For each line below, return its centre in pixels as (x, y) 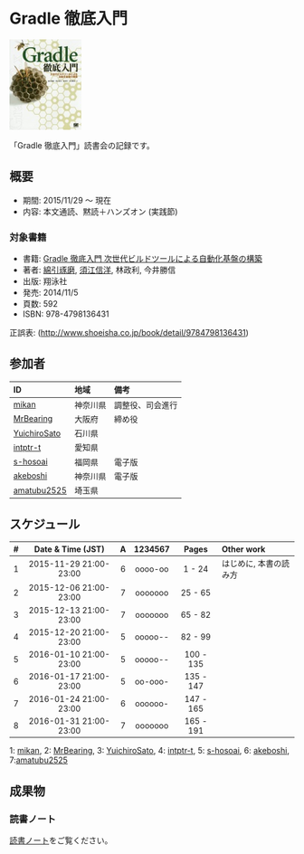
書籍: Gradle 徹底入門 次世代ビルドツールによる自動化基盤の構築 (142, 259)
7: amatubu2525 (38, 760)
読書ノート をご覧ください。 (61, 840)
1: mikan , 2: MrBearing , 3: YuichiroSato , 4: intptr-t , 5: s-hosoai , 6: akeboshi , (149, 751)
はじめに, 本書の (252, 564)
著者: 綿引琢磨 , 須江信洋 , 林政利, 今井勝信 (99, 270)
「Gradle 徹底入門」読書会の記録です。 (82, 145)
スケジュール (45, 524)
